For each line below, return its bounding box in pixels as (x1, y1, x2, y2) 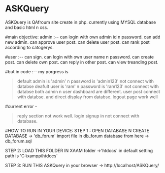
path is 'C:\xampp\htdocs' (5, 153, 58, 159)
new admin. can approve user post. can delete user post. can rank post (5, 39, 150, 45)
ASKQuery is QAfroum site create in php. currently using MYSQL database (5, 19, 156, 25)
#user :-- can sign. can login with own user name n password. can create (5, 54, 154, 59)
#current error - (5, 103, 37, 109)
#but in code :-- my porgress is (5, 68, 68, 74)
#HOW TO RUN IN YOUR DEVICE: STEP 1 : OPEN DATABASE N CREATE (5, 127, 149, 133)
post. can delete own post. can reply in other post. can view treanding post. (5, 59, 159, 65)
